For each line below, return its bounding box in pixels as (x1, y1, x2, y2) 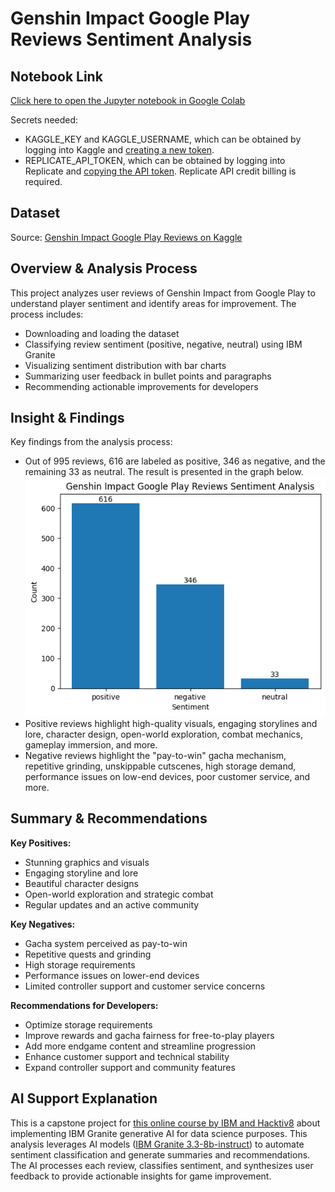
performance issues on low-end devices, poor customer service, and (24, 771, 311, 783)
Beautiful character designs (24, 877, 139, 889)
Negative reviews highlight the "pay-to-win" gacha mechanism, (24, 750, 287, 762)
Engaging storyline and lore (24, 867, 139, 879)
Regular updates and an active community (24, 898, 200, 911)
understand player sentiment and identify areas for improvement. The (10, 297, 297, 309)
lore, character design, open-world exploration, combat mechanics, (24, 728, 303, 741)
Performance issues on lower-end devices (24, 969, 200, 981)
